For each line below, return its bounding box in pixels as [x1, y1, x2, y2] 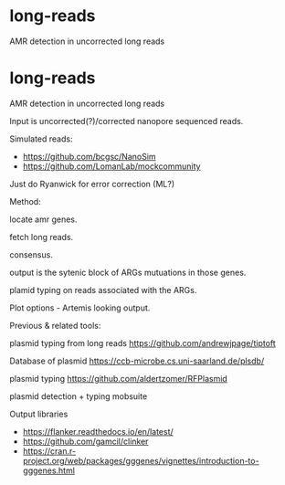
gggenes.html [22, 465, 76, 476]
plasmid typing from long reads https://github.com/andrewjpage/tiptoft [9, 337, 276, 348]
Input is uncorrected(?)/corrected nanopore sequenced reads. [9, 115, 244, 126]
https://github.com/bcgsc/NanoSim [22, 151, 157, 162]
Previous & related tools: [9, 320, 101, 331]
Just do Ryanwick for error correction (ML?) [9, 178, 175, 189]
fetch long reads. [9, 231, 74, 242]
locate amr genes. [9, 214, 78, 225]
